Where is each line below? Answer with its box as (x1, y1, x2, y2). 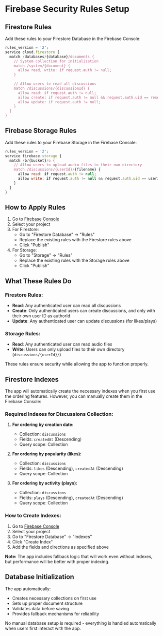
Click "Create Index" (12, 539, 53, 544)
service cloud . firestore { (5, 50, 60, 55)
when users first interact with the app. (5, 625, 81, 631)
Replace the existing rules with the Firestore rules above (19, 237, 132, 243)
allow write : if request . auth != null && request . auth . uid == (17, 176, 147, 181)
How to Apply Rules (5, 203, 65, 212)
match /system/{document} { (14, 63, 70, 68)
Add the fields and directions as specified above (12, 544, 109, 550)
